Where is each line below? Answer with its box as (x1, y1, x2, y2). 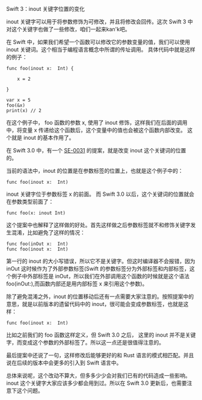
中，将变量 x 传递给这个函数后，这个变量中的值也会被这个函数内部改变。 (6, 127, 186, 134)
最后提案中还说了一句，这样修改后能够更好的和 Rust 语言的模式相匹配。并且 (6, 352, 194, 358)
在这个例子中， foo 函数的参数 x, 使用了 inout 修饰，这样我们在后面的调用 (6, 119, 188, 126)
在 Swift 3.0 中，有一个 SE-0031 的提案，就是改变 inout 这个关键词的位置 (6, 147, 186, 154)
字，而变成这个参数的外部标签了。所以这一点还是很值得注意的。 (6, 339, 164, 346)
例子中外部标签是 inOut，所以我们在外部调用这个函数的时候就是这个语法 (11, 273, 190, 280)
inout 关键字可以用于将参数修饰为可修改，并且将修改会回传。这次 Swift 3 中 (6, 18, 194, 25)
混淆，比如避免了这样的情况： (11, 229, 85, 236)
